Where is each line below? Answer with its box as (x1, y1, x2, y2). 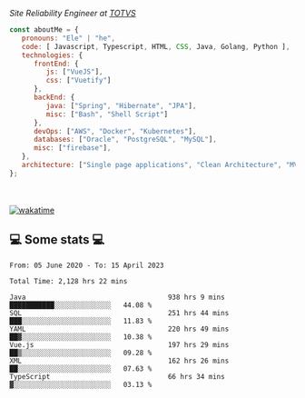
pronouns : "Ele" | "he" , (21, 34, 116, 43)
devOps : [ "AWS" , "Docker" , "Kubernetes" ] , (33, 126, 197, 135)
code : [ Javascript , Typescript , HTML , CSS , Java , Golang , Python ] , (21, 42, 290, 51)
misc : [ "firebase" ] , (33, 144, 112, 153)
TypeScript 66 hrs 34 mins (9, 372, 225, 381)
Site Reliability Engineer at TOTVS (9, 8, 136, 18)
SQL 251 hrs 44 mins (9, 308, 230, 317)
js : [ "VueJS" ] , (45, 67, 103, 76)
